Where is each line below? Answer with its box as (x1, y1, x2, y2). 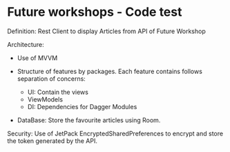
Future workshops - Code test (7, 4, 182, 20)
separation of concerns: (17, 74, 86, 83)
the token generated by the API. (7, 136, 98, 145)
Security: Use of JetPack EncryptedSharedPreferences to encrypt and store (7, 129, 223, 137)
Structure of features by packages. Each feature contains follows (17, 67, 202, 75)
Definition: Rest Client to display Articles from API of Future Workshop (7, 27, 206, 35)
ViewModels (27, 95, 64, 104)
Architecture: (7, 40, 45, 48)
